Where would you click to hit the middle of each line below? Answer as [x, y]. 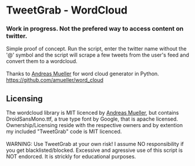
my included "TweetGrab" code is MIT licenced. [64, 132]
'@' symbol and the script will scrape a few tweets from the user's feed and [97, 55]
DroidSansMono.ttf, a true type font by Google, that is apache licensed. [92, 119]
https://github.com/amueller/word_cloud [55, 80]
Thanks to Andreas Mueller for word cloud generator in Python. [83, 74]
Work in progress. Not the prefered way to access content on [95, 29]
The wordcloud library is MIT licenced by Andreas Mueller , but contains [93, 113]
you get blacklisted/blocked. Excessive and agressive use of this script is [95, 150]
